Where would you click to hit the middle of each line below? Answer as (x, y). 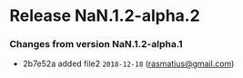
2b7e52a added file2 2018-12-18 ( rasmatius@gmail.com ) (128, 63)
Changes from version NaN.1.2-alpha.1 (96, 44)
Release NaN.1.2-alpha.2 (105, 16)
